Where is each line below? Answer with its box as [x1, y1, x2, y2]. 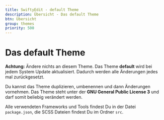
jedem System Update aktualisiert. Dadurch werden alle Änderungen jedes [5, 69, 158, 75]
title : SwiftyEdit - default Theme [5, 7, 79, 12]
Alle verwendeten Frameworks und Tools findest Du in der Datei [5, 104, 136, 110]
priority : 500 [5, 26, 35, 31]
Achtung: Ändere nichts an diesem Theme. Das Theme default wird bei [5, 63, 153, 69]
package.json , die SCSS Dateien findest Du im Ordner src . [5, 109, 124, 115]
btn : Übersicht [5, 16, 37, 21]
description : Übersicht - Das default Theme [5, 12, 99, 17]
